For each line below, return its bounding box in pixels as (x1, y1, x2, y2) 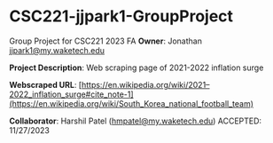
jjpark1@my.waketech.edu (9, 44, 105, 55)
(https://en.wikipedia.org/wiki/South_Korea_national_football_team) (9, 98, 254, 108)
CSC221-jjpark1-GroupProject (9, 6, 233, 27)
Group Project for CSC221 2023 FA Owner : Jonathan (9, 36, 202, 46)
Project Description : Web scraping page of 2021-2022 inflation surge (9, 62, 264, 73)
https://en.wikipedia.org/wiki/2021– (81, 79, 210, 90)
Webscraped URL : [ (9, 79, 82, 90)
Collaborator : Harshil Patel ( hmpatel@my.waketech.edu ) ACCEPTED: (9, 115, 262, 126)
